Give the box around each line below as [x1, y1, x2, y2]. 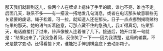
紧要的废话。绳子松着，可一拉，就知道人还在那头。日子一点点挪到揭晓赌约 [9, 17, 158, 22]
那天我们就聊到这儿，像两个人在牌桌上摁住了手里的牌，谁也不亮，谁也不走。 [5, 4, 158, 10]
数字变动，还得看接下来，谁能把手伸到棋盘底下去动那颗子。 [13, 41, 132, 46]
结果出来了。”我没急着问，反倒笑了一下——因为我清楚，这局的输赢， [15, 34, 151, 40]
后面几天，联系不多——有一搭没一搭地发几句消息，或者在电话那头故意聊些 [5, 10, 154, 16]
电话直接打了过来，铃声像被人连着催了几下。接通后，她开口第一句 [13, 29, 146, 34]
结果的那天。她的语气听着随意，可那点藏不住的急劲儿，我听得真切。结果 [5, 22, 149, 28]
